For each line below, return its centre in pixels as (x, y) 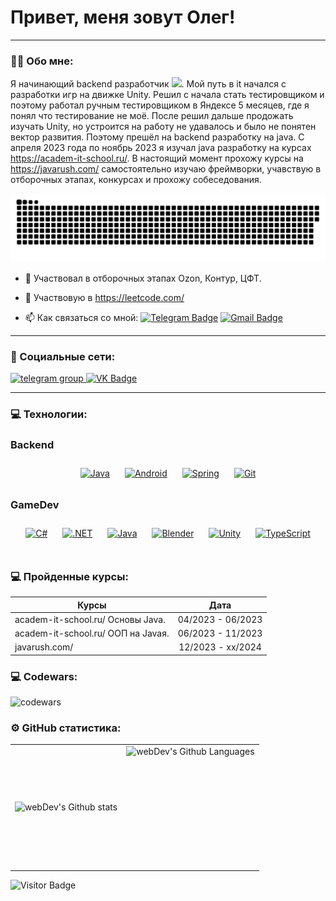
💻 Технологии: (49, 414)
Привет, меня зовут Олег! (123, 17)
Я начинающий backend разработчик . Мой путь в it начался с (148, 84)
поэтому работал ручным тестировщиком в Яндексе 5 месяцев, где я (160, 105)
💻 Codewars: (44, 676)
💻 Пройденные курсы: (69, 576)
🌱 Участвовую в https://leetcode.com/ (104, 297)
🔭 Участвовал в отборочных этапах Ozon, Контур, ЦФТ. (143, 278)
